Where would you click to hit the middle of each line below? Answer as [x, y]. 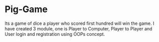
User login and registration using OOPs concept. [55, 34]
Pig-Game [26, 9]
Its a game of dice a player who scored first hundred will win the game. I [79, 23]
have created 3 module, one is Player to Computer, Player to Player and [78, 28]
